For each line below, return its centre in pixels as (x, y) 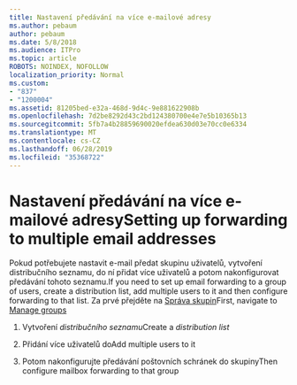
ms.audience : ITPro (45, 50)
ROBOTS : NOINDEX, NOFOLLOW (59, 67)
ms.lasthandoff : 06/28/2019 (61, 149)
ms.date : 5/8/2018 (43, 42)
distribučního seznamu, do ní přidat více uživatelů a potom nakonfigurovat (144, 273)
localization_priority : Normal (67, 75)
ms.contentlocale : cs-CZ (55, 141)
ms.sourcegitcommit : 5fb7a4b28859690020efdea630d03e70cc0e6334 (128, 125)
